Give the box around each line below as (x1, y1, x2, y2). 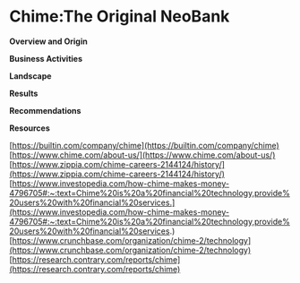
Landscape (9, 70, 52, 81)
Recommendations (9, 105, 81, 116)
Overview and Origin (9, 36, 88, 47)
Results (9, 88, 39, 99)
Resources (9, 123, 51, 133)
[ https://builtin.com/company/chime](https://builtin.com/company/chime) (9, 140, 279, 150)
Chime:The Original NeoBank (9, 6, 230, 27)
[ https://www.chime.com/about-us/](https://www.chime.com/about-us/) (9, 150, 276, 160)
